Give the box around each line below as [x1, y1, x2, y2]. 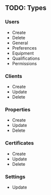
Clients [5, 72, 22, 79]
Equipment [12, 50, 34, 56]
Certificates [5, 140, 34, 146]
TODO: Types [5, 4, 47, 12]
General [12, 40, 28, 46]
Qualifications [12, 55, 40, 61]
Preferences [12, 45, 37, 51]
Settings [5, 173, 26, 180]
